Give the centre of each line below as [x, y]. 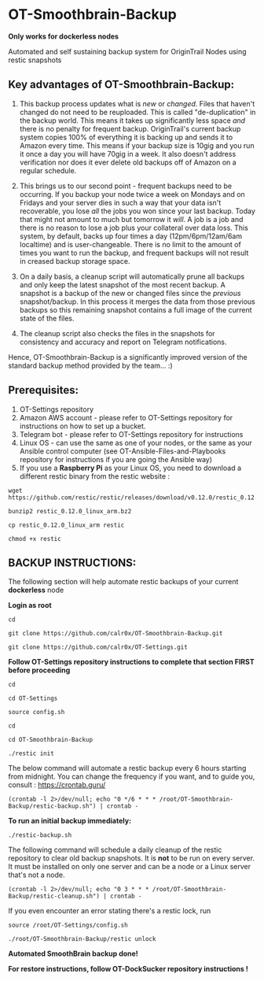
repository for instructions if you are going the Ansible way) [116, 459]
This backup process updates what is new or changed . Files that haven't [137, 103]
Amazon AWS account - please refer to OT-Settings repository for [126, 417]
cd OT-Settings [33, 698]
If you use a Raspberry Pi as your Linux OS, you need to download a [130, 468]
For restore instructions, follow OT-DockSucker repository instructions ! [128, 969]
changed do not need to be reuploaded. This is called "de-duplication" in [137, 112]
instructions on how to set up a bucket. [82, 426]
